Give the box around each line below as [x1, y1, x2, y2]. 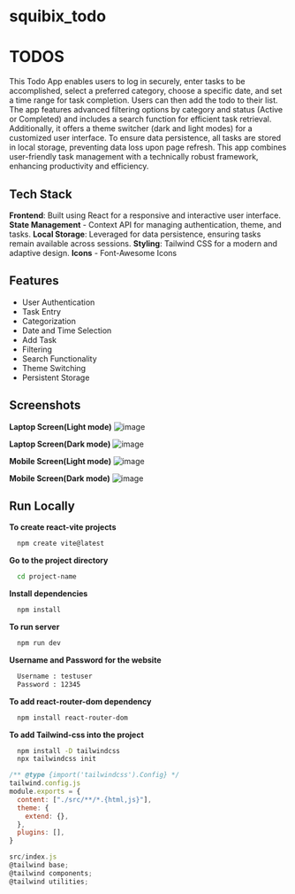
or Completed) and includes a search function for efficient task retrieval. [9, 113, 272, 125]
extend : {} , [25, 812, 69, 820]
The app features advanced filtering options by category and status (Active [9, 105, 284, 115]
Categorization [21, 315, 77, 326]
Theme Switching [21, 362, 87, 373]
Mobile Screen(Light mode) [9, 455, 112, 466]
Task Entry [21, 306, 62, 316]
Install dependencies [9, 588, 88, 599]
